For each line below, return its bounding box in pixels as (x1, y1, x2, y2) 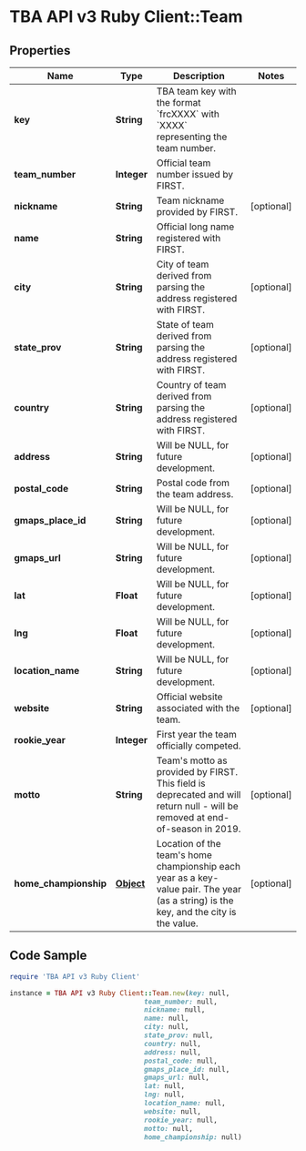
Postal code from (156, 476, 230, 489)
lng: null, (144, 1090, 185, 1099)
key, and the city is (156, 906, 237, 918)
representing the (156, 130, 228, 143)
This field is (156, 777, 206, 789)
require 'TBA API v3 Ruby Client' (9, 972, 141, 981)
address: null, (144, 1047, 202, 1057)
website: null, (144, 1106, 202, 1116)
